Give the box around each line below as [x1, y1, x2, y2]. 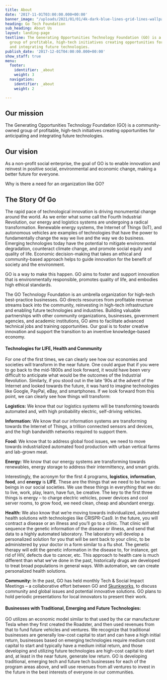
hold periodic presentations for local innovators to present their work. [5, 594, 148, 600]
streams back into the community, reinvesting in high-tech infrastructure [5, 302, 154, 308]
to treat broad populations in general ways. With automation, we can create [5, 563, 160, 569]
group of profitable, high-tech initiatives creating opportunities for [20, 128, 155, 134]
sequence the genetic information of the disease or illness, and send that [5, 526, 155, 532]
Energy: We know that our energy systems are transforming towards [5, 458, 146, 464]
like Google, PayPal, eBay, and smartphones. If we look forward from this [5, 388, 155, 394]
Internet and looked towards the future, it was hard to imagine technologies [5, 383, 159, 389]
